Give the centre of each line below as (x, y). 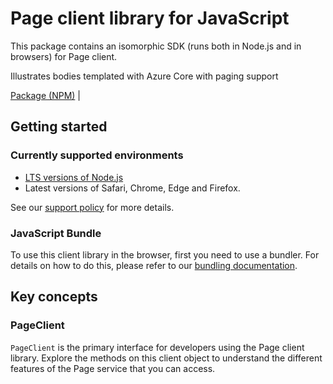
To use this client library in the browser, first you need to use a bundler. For (165, 254)
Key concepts (54, 297)
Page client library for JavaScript (150, 18)
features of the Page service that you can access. (113, 368)
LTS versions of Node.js (74, 177)
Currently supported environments (97, 155)
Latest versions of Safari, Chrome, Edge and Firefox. (132, 188)
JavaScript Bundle (56, 233)
